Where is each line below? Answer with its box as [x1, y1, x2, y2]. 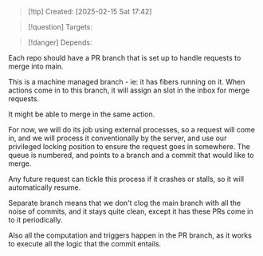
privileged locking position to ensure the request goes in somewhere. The [8, 142, 251, 151]
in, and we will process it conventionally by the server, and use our [8, 133, 227, 143]
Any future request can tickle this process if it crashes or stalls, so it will [8, 175, 245, 183]
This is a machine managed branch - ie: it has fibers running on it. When [8, 77, 245, 86]
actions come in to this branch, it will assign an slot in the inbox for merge [8, 85, 249, 95]
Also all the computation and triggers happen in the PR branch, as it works [8, 230, 253, 240]
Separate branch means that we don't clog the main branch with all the [8, 199, 241, 207]
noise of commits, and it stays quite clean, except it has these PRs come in [8, 207, 253, 216]
